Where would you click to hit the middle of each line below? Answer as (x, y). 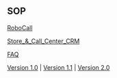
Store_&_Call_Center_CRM (43, 41)
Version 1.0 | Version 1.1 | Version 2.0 (58, 67)
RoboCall (20, 27)
